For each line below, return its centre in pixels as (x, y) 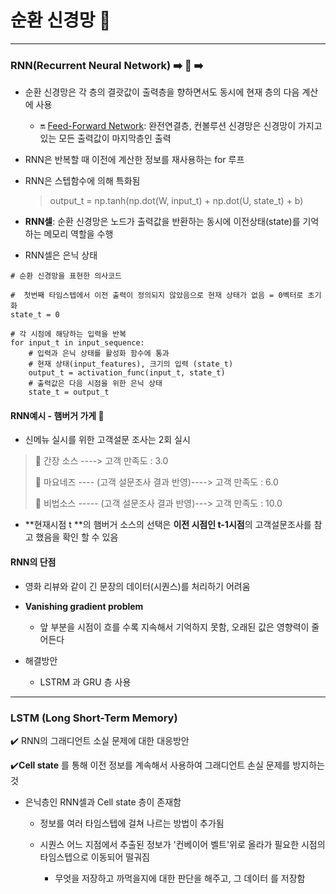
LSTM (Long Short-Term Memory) (94, 718)
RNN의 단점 (33, 562)
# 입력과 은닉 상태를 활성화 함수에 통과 (99, 354)
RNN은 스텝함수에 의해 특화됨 (82, 181)
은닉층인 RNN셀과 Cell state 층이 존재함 (103, 802)
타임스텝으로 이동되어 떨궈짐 (94, 857)
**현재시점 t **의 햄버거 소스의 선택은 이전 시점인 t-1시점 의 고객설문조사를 (168, 525)
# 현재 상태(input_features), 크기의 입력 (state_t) (131, 364)
